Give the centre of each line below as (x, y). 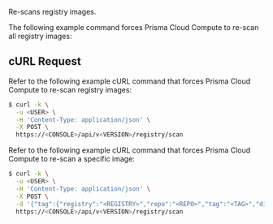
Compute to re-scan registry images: (70, 89)
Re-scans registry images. (52, 12)
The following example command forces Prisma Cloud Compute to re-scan (134, 27)
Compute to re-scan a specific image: (72, 159)
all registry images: (40, 36)
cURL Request (45, 61)
